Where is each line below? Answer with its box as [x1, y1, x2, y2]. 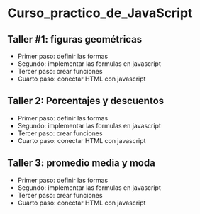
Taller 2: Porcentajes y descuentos [7, 95, 165, 107]
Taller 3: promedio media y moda [7, 157, 156, 169]
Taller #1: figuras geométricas [7, 33, 143, 45]
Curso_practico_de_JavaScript [7, 5, 193, 21]
